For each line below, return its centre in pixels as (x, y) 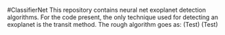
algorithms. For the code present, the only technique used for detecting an (113, 17)
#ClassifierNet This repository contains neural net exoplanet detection (107, 10)
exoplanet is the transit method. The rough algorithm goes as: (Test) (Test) (112, 24)
